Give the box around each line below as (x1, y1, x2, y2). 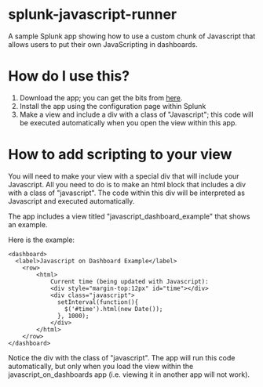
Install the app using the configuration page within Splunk (19, 101, 206, 110)
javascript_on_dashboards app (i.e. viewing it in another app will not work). (8, 370, 250, 379)
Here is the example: (8, 235, 75, 244)
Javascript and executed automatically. (8, 196, 135, 205)
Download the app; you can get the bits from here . (19, 92, 183, 103)
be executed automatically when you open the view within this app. (19, 118, 238, 127)
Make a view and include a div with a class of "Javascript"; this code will (19, 110, 254, 119)
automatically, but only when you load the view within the (8, 361, 194, 371)
